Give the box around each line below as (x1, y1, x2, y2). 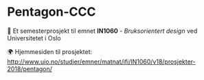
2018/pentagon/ (7, 64, 53, 72)
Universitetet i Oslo (7, 34, 61, 42)
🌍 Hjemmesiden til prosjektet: (7, 47, 93, 55)
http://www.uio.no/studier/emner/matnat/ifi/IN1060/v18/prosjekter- (7, 57, 196, 66)
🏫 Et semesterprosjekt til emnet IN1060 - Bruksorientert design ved (7, 27, 198, 35)
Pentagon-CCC (7, 4, 96, 20)
